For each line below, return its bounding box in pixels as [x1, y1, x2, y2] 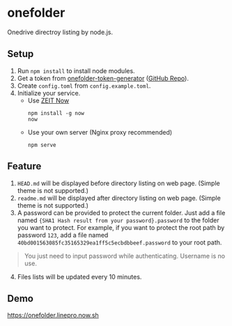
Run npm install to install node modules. [17, 66, 135, 75]
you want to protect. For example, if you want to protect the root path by [17, 223, 225, 231]
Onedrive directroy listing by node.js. [7, 28, 114, 36]
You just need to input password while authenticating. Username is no [24, 251, 225, 260]
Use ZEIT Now [27, 96, 70, 104]
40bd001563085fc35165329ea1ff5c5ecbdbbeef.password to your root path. [17, 238, 222, 247]
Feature [7, 160, 42, 172]
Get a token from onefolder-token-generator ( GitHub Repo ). [17, 74, 190, 82]
